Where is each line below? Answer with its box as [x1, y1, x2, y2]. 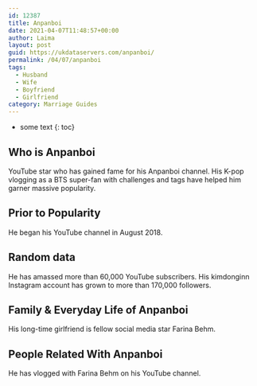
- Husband [15, 71, 48, 79]
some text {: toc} [19, 123, 76, 132]
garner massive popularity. [8, 183, 96, 193]
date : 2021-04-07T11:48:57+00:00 [8, 26, 119, 34]
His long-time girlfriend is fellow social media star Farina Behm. [8, 324, 216, 334]
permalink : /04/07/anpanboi [8, 57, 102, 64]
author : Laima [8, 33, 56, 42]
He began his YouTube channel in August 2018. [8, 228, 163, 237]
